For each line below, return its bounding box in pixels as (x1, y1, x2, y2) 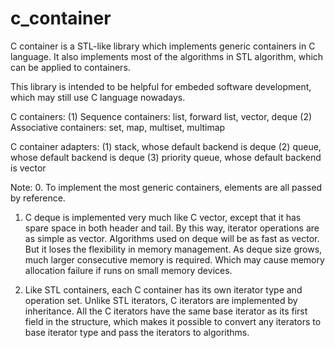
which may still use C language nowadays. (10, 91, 186, 103)
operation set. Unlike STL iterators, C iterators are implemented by (24, 294, 298, 306)
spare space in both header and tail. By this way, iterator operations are (24, 222, 320, 234)
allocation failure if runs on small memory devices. (24, 264, 233, 276)
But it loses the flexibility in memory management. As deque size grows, (24, 243, 323, 255)
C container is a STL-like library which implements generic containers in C (10, 40, 316, 52)
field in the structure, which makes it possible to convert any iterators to (24, 315, 322, 327)
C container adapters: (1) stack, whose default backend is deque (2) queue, (10, 140, 322, 152)
